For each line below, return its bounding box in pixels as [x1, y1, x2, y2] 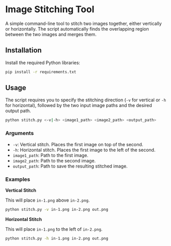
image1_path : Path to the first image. [12, 152, 88, 158]
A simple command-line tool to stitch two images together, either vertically [5, 20, 162, 26]
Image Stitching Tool [5, 4, 94, 15]
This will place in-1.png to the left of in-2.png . [5, 226, 103, 232]
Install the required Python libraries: [5, 60, 81, 66]
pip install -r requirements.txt [5, 69, 77, 74]
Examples [5, 176, 31, 183]
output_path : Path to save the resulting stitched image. [12, 163, 128, 169]
